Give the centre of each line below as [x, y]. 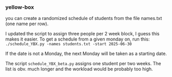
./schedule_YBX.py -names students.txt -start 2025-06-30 [69, 44]
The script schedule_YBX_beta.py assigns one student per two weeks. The [83, 64]
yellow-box [20, 7]
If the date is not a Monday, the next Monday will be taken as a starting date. [86, 54]
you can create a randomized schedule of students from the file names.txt [84, 18]
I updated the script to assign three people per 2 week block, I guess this [82, 34]
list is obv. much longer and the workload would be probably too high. [79, 69]
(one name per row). [27, 24]
